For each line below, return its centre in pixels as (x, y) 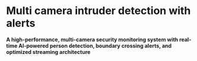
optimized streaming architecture (48, 52)
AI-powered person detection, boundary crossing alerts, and (95, 46)
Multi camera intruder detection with (99, 11)
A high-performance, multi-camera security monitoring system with (92, 39)
